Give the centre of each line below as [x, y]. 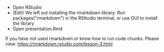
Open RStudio [27, 7]
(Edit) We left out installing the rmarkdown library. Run [69, 13]
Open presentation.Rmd [37, 29]
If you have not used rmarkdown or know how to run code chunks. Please [82, 38]
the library [23, 23]
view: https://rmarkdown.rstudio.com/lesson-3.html [59, 44]
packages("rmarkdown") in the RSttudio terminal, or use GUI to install [85, 18]
